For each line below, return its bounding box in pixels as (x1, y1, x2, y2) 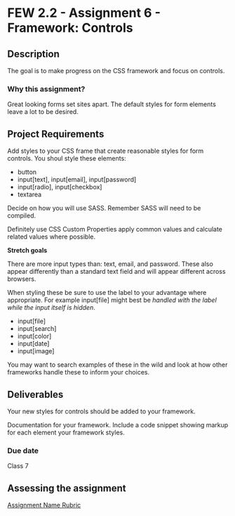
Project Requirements (7, 128, 105, 140)
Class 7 (7, 462, 29, 470)
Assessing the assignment (7, 482, 126, 494)
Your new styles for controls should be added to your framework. (7, 407, 196, 415)
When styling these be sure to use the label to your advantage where (7, 289, 207, 297)
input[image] (17, 347, 55, 355)
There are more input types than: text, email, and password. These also (7, 260, 214, 268)
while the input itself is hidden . (7, 303, 96, 312)
